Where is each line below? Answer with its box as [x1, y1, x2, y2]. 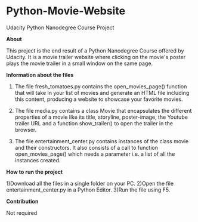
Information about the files [6, 71, 74, 78]
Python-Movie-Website [6, 4, 126, 18]
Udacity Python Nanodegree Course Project [6, 24, 115, 31]
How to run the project [6, 168, 63, 175]
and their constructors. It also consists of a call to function [14, 144, 158, 151]
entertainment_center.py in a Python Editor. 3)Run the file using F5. [6, 186, 171, 193]
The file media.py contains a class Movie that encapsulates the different [14, 107, 192, 114]
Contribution [6, 198, 39, 205]
